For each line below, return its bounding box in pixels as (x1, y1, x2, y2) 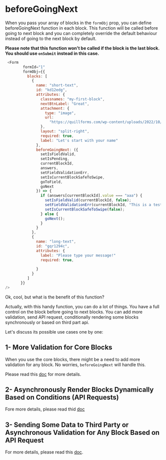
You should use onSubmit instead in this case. (5, 50, 100, 56)
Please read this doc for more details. (5, 371, 82, 377)
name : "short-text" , (36, 83, 79, 88)
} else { (40, 211, 58, 216)
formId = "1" (23, 64, 45, 70)
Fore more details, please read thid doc (5, 406, 85, 412)
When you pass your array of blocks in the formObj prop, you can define (5, 20, 152, 26)
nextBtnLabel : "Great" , (40, 101, 90, 106)
